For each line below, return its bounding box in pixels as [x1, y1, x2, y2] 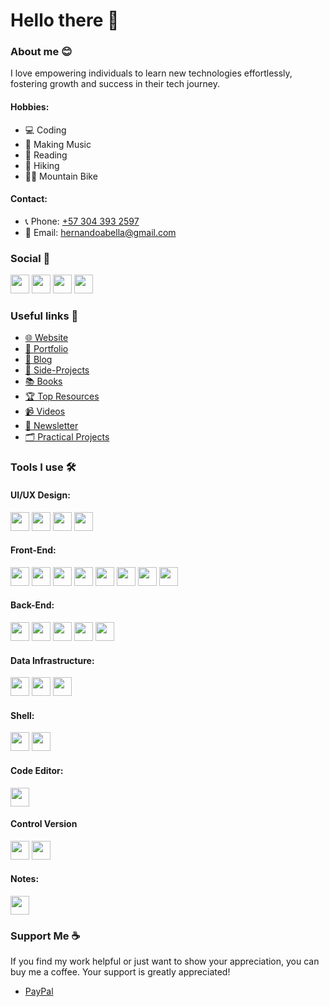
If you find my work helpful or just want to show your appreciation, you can [10, 955, 320, 968]
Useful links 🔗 [10, 309, 79, 323]
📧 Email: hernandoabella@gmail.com [24, 226, 177, 238]
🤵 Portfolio [24, 343, 69, 355]
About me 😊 [10, 45, 73, 59]
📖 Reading [24, 149, 68, 161]
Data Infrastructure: [10, 654, 95, 666]
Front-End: [10, 544, 57, 556]
